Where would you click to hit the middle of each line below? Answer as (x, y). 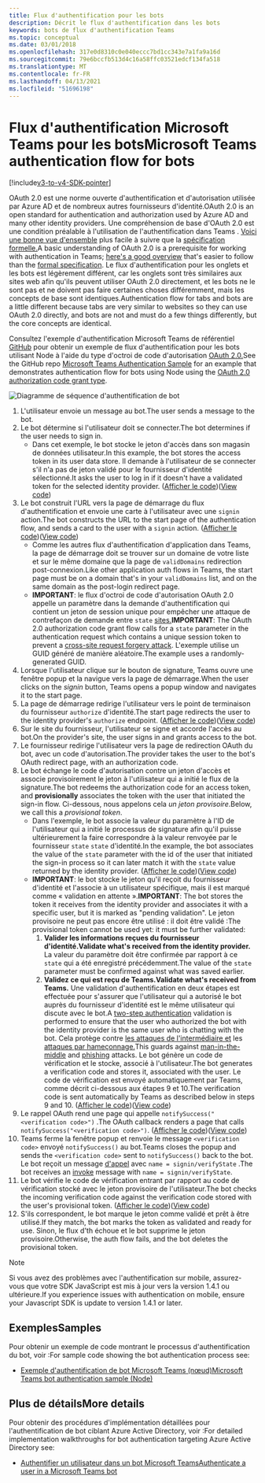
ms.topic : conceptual (44, 37)
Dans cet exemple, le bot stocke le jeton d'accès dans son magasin (141, 445)
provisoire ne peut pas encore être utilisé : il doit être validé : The (136, 921)
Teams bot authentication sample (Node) (86, 1379)
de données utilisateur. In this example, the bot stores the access (136, 453)
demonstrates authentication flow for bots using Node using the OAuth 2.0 (130, 372)
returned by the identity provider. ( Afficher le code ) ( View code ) (134, 871)
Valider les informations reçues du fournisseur (121, 938)
